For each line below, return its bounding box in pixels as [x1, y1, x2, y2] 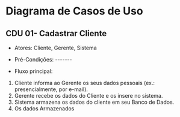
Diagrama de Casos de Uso [5, 4, 143, 18]
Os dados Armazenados [14, 105, 75, 112]
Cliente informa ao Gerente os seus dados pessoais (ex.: [14, 80, 155, 86]
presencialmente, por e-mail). [14, 86, 88, 93]
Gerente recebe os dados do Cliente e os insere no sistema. [14, 92, 163, 99]
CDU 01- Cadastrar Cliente [5, 28, 107, 39]
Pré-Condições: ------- [14, 56, 73, 63]
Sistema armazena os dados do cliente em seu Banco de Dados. [14, 98, 175, 106]
